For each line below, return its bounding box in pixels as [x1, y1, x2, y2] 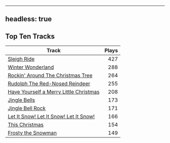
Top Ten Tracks [5, 32, 55, 40]
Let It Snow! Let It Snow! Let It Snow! [8, 113, 95, 120]
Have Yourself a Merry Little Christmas [8, 88, 100, 96]
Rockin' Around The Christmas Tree [8, 72, 93, 79]
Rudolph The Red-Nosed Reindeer [8, 80, 91, 87]
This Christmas [8, 121, 44, 128]
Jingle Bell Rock [8, 105, 46, 112]
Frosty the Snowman [8, 129, 57, 136]
